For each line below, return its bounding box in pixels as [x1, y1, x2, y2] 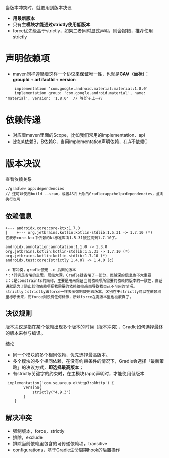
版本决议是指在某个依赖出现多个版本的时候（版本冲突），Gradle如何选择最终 [5, 324, 163, 330]
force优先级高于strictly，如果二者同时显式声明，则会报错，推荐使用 [12, 28, 153, 34]
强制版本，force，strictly [12, 428, 65, 434]
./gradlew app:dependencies [5, 186, 65, 191]
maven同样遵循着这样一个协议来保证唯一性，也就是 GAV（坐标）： [12, 71, 149, 77]
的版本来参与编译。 [5, 330, 46, 336]
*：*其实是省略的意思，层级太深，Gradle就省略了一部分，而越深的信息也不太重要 [5, 273, 152, 278]
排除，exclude [12, 434, 43, 440]
